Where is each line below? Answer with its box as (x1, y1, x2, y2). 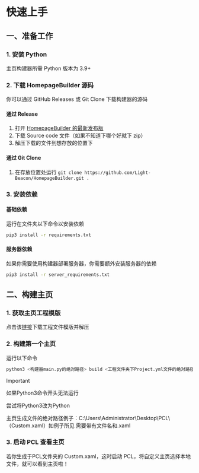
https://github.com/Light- (84, 170, 151, 176)
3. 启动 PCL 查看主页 (6, 438, 65, 446)
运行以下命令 (6, 354, 37, 361)
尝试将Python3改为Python (6, 402, 70, 409)
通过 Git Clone (6, 154, 41, 161)
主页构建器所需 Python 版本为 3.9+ (6, 65, 91, 72)
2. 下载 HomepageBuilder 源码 (6, 81, 94, 89)
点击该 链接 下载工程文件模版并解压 (6, 323, 89, 331)
